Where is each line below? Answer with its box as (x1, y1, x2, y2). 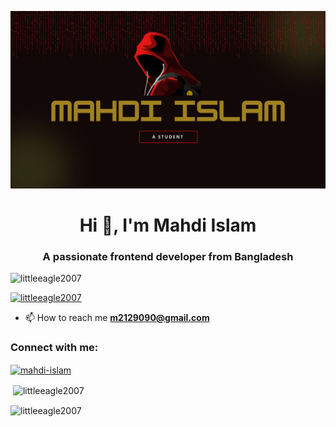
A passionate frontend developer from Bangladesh (42, 249, 294, 263)
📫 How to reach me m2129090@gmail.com (24, 311, 210, 323)
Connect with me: (10, 340, 99, 354)
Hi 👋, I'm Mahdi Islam (79, 214, 257, 236)
